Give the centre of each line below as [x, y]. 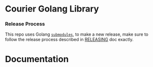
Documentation [37, 59]
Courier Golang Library [52, 9]
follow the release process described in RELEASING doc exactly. [69, 40]
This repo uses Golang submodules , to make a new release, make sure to [77, 34]
